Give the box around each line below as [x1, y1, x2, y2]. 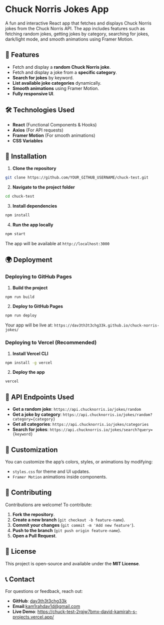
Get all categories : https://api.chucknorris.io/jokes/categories [12, 421, 149, 427]
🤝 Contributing [5, 488, 52, 497]
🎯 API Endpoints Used [5, 393, 74, 401]
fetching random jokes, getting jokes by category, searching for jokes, [5, 31, 149, 37]
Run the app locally [12, 222, 53, 228]
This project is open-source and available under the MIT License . [5, 560, 140, 566]
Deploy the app [12, 369, 45, 375]
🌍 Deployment [5, 256, 52, 264]
